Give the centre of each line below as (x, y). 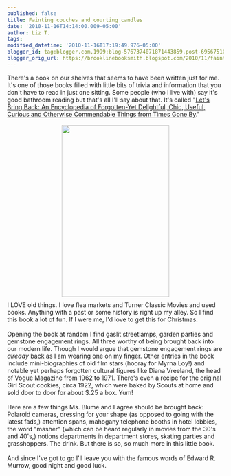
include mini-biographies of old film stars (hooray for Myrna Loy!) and (106, 363)
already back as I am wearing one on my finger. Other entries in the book (111, 356)
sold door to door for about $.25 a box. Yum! (70, 392)
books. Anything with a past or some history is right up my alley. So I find (110, 312)
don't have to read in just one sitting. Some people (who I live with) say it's (112, 92)
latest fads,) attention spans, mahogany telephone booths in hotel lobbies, (112, 421)
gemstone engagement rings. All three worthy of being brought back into (111, 341)
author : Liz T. (29, 33)
